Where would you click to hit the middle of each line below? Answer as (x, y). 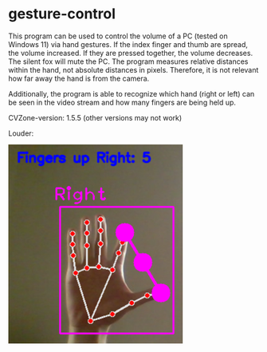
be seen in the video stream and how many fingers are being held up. (122, 102)
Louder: (21, 133)
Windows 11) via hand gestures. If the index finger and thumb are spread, (128, 44)
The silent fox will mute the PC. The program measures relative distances (128, 61)
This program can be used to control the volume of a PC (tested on (118, 36)
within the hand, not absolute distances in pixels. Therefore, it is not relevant (133, 69)
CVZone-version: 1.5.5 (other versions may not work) (95, 117)
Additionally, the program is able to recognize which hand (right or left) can (132, 93)
